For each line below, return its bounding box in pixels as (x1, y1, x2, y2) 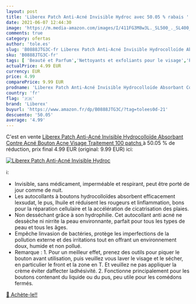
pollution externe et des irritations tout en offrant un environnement (14, 236, 177, 243)
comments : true (6, 30, 43, 36)
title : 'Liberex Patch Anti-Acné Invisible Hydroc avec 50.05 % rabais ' (6, 14, 190, 20)
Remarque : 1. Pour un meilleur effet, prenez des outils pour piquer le (14, 249, 180, 256)
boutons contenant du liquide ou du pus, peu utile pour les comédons (14, 274, 182, 281)
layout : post (6, 8, 38, 15)
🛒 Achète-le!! (6, 291, 38, 298)
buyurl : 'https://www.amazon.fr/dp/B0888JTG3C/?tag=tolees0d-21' (6, 106, 168, 112)
